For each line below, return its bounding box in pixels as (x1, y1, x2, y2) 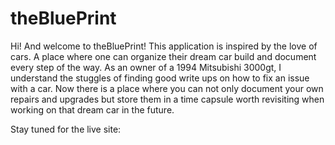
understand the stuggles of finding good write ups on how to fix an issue (10, 72, 310, 84)
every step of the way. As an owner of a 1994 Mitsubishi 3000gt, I (10, 61, 282, 73)
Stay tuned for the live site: (10, 123, 122, 135)
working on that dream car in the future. (10, 103, 175, 116)
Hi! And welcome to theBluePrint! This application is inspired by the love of (10, 40, 318, 52)
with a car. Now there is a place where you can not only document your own (10, 82, 324, 94)
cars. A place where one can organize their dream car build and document (10, 50, 317, 62)
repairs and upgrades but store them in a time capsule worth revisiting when (10, 93, 325, 105)
